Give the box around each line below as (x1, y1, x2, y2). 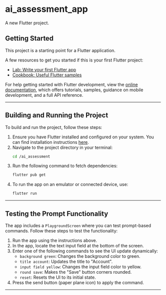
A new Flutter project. (5, 20, 49, 26)
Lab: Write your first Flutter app (12, 66, 77, 72)
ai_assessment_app (5, 3, 88, 15)
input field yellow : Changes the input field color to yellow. (19, 264, 142, 270)
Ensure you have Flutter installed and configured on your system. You (12, 134, 154, 140)
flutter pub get (12, 173, 46, 177)
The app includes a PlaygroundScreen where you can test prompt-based (5, 223, 152, 229)
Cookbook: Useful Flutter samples (12, 72, 82, 78)
